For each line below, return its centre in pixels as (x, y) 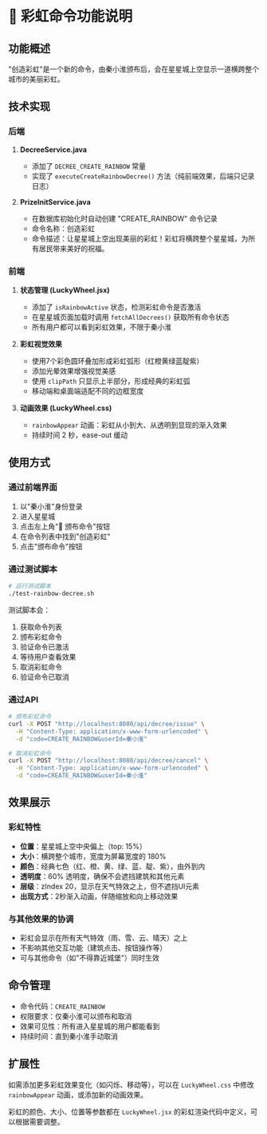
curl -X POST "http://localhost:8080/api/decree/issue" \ (106, 724)
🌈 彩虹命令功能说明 (71, 16)
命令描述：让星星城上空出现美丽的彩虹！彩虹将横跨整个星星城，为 (140, 238)
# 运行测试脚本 (30, 586)
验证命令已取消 (44, 677)
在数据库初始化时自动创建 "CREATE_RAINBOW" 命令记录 (124, 218)
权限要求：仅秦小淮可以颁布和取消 (76, 1016)
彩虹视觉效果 (41, 344)
